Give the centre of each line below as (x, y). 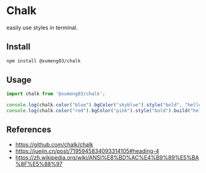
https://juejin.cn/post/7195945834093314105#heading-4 (87, 151)
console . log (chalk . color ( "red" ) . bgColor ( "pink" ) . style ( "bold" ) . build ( (98, 111)
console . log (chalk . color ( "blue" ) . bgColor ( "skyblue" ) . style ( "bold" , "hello (104, 105)
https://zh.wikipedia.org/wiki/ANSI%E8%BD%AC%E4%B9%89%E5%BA (107, 157)
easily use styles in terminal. (42, 28)
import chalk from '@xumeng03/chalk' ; (56, 94)
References (29, 130)
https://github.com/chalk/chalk (54, 144)
